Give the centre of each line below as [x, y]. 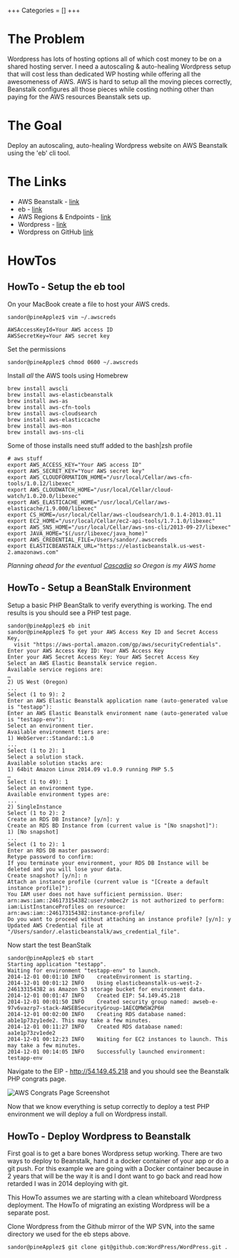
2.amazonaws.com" [33, 552]
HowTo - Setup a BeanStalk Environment [99, 588]
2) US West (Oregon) [38, 682]
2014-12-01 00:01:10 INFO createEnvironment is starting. [100, 977]
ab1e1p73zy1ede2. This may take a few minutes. [80, 1020]
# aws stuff [25, 458]
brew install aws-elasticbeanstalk [60, 395]
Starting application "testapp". [57, 964]
